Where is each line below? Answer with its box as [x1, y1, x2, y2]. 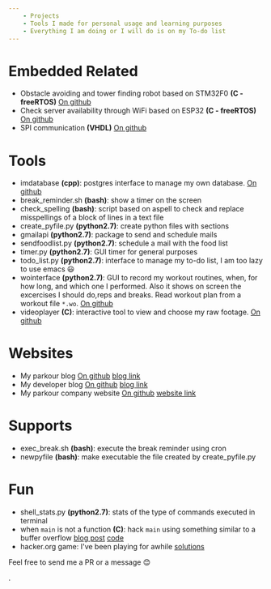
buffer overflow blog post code [19, 533, 124, 543]
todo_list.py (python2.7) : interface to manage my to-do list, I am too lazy [19, 256, 263, 266]
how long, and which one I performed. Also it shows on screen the [19, 281, 242, 292]
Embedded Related [8, 62, 139, 80]
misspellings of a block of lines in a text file [19, 212, 164, 223]
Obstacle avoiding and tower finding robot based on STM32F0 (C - [19, 88, 244, 98]
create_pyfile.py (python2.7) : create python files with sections [19, 221, 229, 231]
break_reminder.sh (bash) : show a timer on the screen [19, 195, 202, 205]
